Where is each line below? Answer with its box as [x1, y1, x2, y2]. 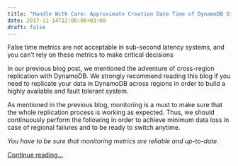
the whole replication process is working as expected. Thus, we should [7, 108, 215, 117]
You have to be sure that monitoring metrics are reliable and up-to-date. [7, 137, 220, 145]
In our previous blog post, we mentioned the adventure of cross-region [7, 65, 215, 73]
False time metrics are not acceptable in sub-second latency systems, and [7, 43, 225, 52]
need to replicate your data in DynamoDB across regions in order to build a [7, 79, 225, 88]
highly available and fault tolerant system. [7, 87, 129, 96]
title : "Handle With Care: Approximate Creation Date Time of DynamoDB [7, 10, 223, 18]
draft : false [7, 23, 46, 31]
